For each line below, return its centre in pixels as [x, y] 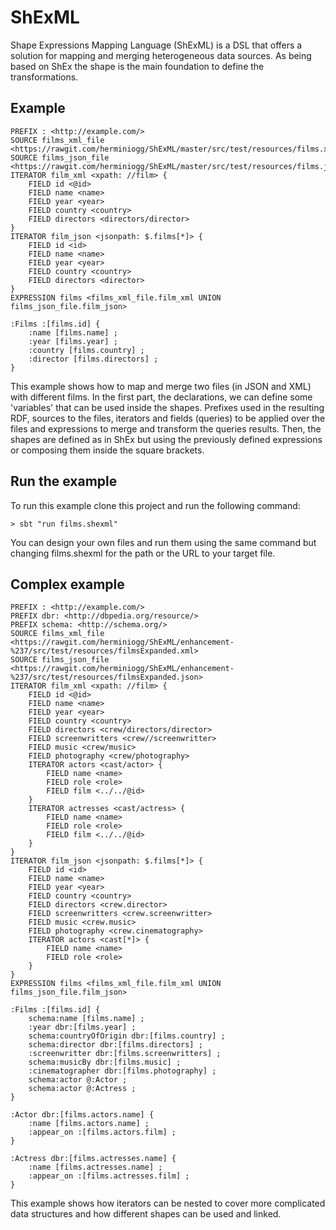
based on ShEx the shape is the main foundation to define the [137, 66]
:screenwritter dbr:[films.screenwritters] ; [125, 1054]
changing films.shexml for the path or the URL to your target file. [143, 553]
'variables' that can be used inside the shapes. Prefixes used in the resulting [167, 407]
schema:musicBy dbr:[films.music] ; [105, 1062]
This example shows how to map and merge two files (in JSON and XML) [161, 386]
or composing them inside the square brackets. [107, 450]
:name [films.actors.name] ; [89, 1124]
